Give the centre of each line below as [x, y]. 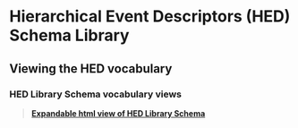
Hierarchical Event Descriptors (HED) [150, 17]
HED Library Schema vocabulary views [95, 94]
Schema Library [69, 35]
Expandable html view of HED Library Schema [118, 113]
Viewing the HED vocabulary [91, 68]
